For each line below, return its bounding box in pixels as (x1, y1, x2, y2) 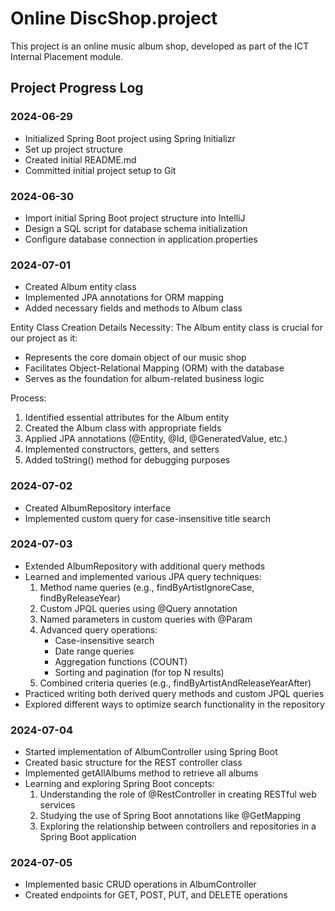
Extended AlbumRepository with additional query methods (24, 560, 266, 572)
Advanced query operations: (39, 623, 158, 636)
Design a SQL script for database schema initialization (24, 222, 248, 234)
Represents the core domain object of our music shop (24, 352, 247, 364)
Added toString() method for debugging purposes (24, 454, 231, 466)
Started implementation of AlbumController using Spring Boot (24, 746, 278, 758)
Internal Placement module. (10, 50, 124, 62)
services (39, 799, 76, 811)
